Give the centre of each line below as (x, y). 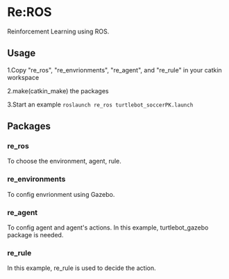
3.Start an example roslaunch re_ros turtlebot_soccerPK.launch (100, 104)
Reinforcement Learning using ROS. (58, 31)
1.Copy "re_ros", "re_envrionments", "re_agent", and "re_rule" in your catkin (114, 70)
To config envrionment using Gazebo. (61, 194)
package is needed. (35, 235)
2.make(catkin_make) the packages (58, 90)
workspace (23, 77)
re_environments (36, 180)
